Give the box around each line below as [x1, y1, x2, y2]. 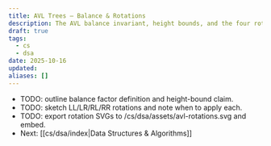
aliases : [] [8, 72, 48, 80]
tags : [8, 34, 27, 43]
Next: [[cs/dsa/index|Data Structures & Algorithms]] [19, 128, 192, 138]
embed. [19, 119, 46, 129]
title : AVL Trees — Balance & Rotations [8, 11, 147, 20]
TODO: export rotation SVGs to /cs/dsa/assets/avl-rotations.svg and [19, 111, 247, 121]
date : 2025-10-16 [8, 57, 67, 65]
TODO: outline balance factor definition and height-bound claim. [19, 94, 234, 103]
